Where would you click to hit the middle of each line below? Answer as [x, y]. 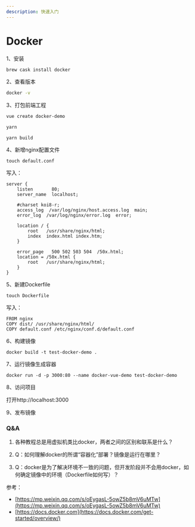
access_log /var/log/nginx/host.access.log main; [82, 210]
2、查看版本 [21, 82]
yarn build [20, 138]
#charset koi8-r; [38, 205]
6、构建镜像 [21, 341]
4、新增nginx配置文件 [33, 150]
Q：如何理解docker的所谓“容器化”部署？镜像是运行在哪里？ [88, 455]
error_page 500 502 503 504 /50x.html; [70, 252]
